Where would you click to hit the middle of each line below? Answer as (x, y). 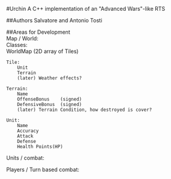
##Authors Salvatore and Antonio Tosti (54, 20)
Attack (25, 136)
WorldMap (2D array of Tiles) (42, 51)
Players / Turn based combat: (43, 169)
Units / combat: (25, 158)
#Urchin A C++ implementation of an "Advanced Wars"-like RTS (86, 9)
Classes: (17, 45)
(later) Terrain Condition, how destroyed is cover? (85, 110)
